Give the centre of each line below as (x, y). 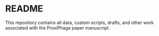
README (24, 9)
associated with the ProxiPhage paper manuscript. (58, 27)
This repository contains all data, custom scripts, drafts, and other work (79, 22)
